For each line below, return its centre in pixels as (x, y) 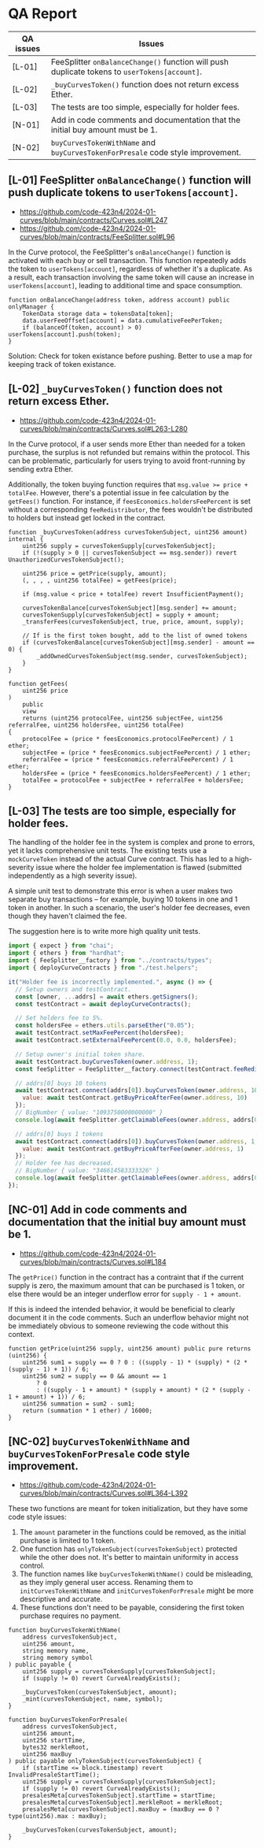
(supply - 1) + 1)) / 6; (49, 1369)
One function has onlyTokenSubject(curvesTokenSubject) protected (128, 1549)
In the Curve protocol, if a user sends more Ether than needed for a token (127, 444)
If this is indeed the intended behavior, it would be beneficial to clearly (122, 1309)
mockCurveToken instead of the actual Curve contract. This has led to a (121, 859)
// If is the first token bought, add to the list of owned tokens (135, 635)
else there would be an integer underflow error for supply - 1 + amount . (125, 1294)
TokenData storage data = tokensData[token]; (98, 313)
